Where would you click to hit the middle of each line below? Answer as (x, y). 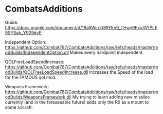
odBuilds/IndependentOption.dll (37, 52)
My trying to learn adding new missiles (111, 97)
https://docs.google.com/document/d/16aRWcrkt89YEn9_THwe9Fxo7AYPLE (81, 27)
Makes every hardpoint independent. (107, 52)
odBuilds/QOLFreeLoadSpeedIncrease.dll (47, 72)
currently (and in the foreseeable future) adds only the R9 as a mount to (77, 102)
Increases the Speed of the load (121, 72)
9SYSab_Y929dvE (23, 33)
